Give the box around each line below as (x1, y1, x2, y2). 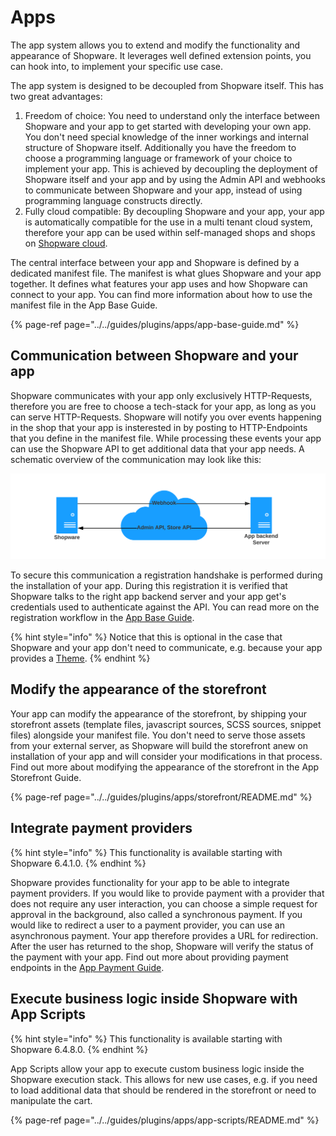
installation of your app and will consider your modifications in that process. (10, 750, 323, 762)
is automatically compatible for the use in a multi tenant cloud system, (24, 216, 313, 228)
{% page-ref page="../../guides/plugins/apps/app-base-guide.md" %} (10, 318, 300, 330)
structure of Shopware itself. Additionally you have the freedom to (24, 141, 297, 153)
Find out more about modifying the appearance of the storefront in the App (10, 761, 320, 773)
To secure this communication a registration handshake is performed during (10, 569, 323, 581)
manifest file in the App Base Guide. (10, 299, 158, 311)
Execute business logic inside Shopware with (10, 991, 298, 1008)
